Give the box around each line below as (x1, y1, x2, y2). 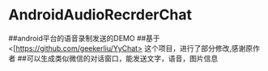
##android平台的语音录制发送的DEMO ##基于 (8, 33, 160, 43)
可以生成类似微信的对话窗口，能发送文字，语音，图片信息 (26, 53, 219, 63)
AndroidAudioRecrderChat (8, 6, 193, 24)
